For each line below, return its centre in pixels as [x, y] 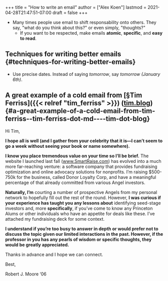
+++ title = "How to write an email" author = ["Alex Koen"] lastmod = [76, 7]
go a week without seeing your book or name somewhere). [68, 146]
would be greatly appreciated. [37, 245]
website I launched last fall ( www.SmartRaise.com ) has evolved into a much [83, 161]
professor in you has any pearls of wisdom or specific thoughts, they [78, 239]
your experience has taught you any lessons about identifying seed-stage [83, 203]
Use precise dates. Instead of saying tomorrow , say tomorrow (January [86, 74]
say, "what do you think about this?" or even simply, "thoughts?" [79, 28]
